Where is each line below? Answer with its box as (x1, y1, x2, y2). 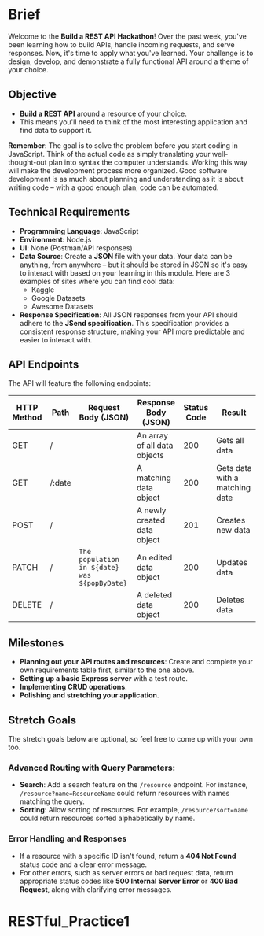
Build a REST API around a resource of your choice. (19, 109, 187, 118)
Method (12, 412, 42, 423)
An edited (136, 553, 173, 564)
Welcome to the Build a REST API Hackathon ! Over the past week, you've (8, 31, 247, 41)
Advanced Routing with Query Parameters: (8, 762, 175, 773)
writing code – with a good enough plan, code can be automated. (8, 183, 219, 192)
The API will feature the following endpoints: (8, 379, 152, 388)
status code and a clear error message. (19, 860, 148, 869)
